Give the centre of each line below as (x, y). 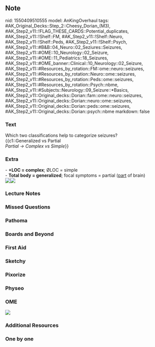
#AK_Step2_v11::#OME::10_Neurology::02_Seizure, (57, 52)
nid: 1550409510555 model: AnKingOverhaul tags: (57, 20)
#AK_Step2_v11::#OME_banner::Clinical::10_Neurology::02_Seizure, (74, 63)
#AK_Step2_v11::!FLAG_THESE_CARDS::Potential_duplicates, (67, 31)
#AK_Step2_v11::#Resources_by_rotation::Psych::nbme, (62, 85)
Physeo (15, 288)
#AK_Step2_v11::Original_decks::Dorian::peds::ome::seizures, (68, 106)
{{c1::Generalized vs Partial (33, 141)
